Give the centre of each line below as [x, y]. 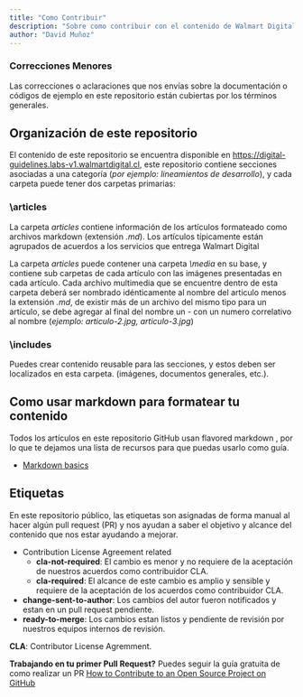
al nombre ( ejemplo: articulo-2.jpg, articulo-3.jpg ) [101, 321]
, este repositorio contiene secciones [208, 164]
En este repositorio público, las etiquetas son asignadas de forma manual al [150, 515]
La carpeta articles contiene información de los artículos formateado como [148, 227]
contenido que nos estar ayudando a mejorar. [94, 534]
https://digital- [259, 155]
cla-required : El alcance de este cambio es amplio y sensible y [153, 581]
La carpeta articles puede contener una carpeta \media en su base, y [138, 264]
